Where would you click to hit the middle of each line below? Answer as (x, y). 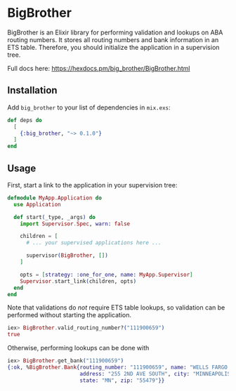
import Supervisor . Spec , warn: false (75, 224)
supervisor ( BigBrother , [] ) (67, 256)
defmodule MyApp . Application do (54, 198)
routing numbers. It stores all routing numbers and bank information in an (113, 39)
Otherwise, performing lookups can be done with (78, 348)
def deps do (25, 120)
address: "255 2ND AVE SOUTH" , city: (135, 373)
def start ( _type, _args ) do (55, 217)
